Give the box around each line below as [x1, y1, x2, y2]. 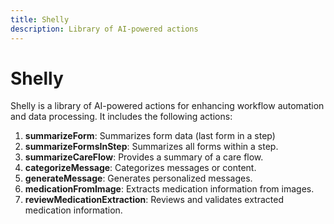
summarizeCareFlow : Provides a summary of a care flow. [24, 151, 264, 163]
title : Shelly [10, 14, 70, 25]
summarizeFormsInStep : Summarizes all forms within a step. [24, 141, 279, 153]
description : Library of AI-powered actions [10, 24, 199, 34]
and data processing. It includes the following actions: [10, 111, 233, 123]
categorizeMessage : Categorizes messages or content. [24, 162, 257, 174]
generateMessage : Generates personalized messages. [24, 172, 253, 185]
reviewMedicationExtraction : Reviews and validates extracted [24, 194, 284, 206]
